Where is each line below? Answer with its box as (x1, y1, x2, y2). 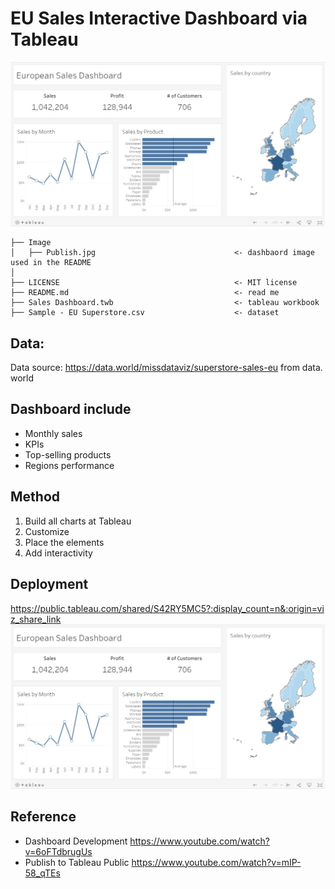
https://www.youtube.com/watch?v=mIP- (131, 856, 302, 868)
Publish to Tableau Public (24, 856, 130, 868)
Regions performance (24, 459, 115, 471)
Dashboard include (10, 401, 132, 418)
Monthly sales (24, 427, 83, 439)
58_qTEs (24, 867, 61, 879)
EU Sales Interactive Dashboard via (10, 7, 308, 30)
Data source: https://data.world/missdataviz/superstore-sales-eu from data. (10, 362, 323, 374)
